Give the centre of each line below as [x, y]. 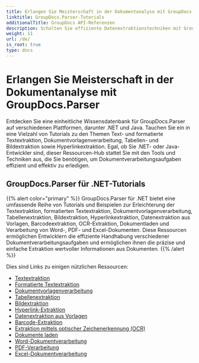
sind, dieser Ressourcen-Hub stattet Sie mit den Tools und [104, 152]
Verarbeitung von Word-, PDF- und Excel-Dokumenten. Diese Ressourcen [96, 230]
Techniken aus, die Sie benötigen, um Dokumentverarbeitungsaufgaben [94, 159]
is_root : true [24, 45]
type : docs [20, 50]
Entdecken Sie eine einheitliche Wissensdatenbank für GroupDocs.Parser [96, 121]
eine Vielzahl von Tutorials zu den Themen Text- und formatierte [85, 133]
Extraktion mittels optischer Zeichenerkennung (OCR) [80, 328]
